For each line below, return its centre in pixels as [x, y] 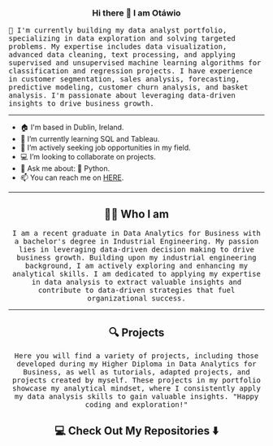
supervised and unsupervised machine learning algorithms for [135, 63]
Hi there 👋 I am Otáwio [136, 13]
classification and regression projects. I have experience [131, 71]
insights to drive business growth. [81, 104]
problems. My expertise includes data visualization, [118, 47]
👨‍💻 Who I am [136, 214]
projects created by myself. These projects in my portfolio [136, 380]
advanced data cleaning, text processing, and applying [122, 55]
